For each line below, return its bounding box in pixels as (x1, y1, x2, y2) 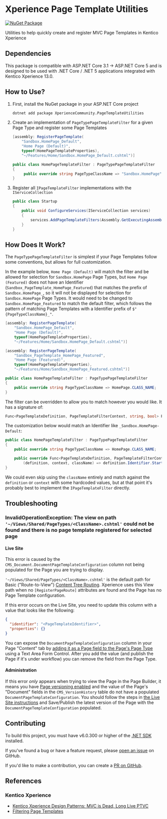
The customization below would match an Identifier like (5, 423, 118, 429)
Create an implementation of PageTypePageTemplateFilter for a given (12, 120, 153, 126)
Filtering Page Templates (12, 809, 64, 815)
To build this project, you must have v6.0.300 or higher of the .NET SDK (5, 732, 152, 738)
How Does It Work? (5, 240, 66, 249)
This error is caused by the (5, 556, 61, 562)
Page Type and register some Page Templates (12, 125, 107, 131)
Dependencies (5, 49, 51, 58)
